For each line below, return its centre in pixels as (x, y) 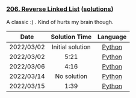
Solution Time (71, 37)
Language (112, 37)
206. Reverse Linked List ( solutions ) (60, 9)
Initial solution (71, 47)
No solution (71, 76)
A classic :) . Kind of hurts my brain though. (60, 22)
